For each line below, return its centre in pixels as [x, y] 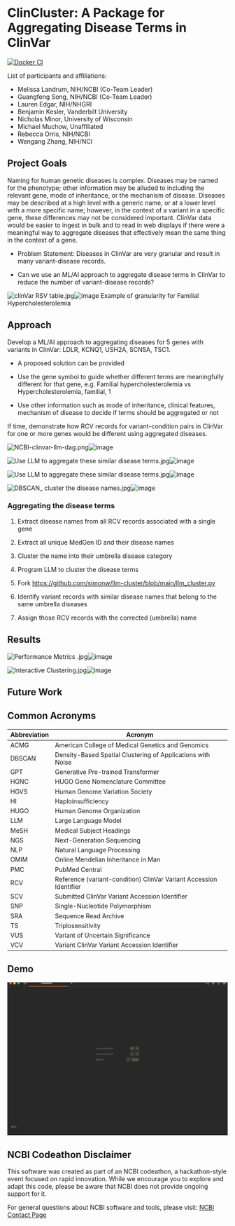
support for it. [27, 1194]
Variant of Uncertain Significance [102, 935]
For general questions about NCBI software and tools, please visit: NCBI [111, 1208]
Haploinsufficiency [82, 801]
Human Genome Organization [98, 811]
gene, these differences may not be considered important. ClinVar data [109, 217]
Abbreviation [30, 735]
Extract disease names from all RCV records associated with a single [116, 521]
